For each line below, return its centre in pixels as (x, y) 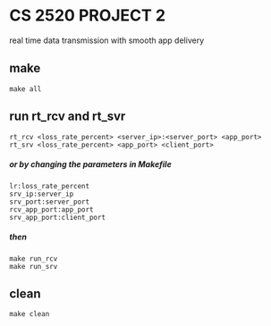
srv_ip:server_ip (42, 194)
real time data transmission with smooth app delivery (106, 40)
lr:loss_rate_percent (50, 186)
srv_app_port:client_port (57, 217)
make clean (30, 314)
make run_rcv (34, 259)
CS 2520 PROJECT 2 (88, 16)
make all (25, 89)
